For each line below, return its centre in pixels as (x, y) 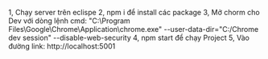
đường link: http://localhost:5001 (62, 46)
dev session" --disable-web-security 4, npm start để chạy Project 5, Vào (129, 37)
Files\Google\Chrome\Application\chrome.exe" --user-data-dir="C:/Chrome (134, 29)
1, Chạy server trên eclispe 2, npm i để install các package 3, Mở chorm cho (134, 12)
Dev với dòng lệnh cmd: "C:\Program (69, 21)
